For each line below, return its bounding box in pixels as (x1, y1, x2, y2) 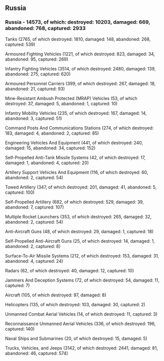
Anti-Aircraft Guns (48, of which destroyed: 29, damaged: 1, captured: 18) (5, 228, 154, 234)
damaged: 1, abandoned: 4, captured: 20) (5, 160, 89, 166)
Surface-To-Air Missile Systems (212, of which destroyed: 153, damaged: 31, (5, 253, 160, 258)
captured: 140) (5, 325, 35, 332)
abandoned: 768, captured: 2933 (5, 25, 86, 32)
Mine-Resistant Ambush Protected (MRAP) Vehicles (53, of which (5, 95, 137, 101)
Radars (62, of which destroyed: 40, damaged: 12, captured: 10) (5, 267, 134, 273)
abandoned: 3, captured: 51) (5, 115, 62, 121)
